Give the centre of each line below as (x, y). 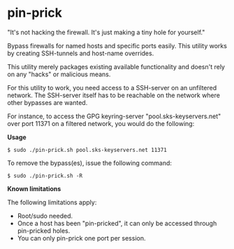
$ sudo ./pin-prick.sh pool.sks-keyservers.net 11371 (87, 150)
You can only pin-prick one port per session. (81, 238)
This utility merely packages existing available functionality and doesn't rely (116, 66)
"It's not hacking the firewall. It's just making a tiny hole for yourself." (106, 32)
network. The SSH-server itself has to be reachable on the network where (114, 95)
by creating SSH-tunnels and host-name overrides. (81, 53)
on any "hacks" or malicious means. (59, 74)
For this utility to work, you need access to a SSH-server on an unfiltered (112, 87)
